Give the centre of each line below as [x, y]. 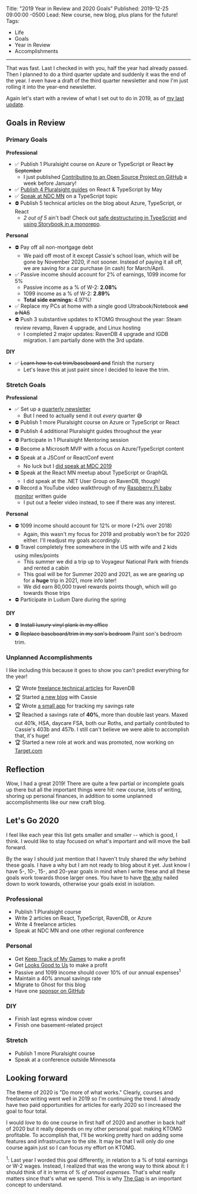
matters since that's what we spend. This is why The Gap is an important [94, 1179]
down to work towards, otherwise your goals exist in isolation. [81, 884]
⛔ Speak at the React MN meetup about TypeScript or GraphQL [91, 473]
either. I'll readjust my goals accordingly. [72, 540]
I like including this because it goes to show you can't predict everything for [98, 670]
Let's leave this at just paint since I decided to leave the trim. [96, 370]
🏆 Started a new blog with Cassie [56, 697]
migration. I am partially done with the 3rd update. [84, 340]
